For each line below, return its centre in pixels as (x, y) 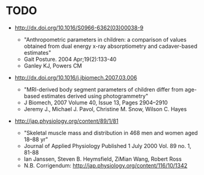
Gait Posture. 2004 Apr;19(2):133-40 (70, 59)
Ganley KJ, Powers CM (53, 66)
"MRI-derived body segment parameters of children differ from (104, 89)
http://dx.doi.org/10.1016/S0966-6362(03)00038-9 (79, 28)
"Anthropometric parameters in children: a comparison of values (105, 39)
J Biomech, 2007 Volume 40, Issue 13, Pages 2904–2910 (96, 103)
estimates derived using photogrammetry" (95, 96)
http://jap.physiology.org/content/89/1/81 (66, 121)
